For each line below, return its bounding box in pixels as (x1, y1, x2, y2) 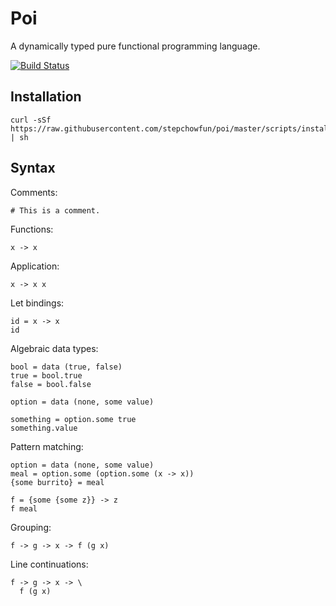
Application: (10, 260, 60, 272)
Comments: (10, 186, 58, 198)
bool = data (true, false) (10, 362, 123, 372)
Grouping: (10, 521, 52, 533)
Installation (10, 88, 82, 106)
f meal (10, 503, 38, 514)
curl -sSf (10, 115, 52, 125)
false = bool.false (10, 379, 92, 389)
